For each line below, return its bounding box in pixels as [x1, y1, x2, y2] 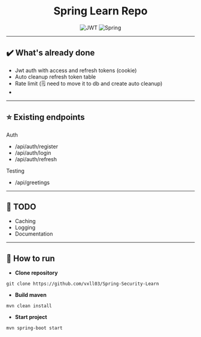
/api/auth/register [14, 143, 59, 150]
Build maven [14, 291, 47, 299]
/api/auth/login [14, 149, 51, 157]
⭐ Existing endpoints [6, 112, 85, 122]
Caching [14, 218, 36, 225]
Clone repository [14, 269, 58, 276]
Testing [6, 167, 25, 174]
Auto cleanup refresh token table [14, 73, 96, 80]
